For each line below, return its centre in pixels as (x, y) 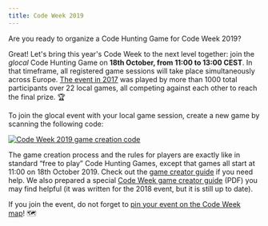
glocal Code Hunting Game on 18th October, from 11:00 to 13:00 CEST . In (130, 62)
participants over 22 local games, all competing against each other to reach (133, 88)
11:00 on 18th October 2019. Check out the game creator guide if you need (131, 172)
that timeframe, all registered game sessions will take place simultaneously (132, 71)
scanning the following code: (56, 124)
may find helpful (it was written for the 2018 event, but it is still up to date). (131, 188)
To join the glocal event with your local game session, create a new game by (134, 115)
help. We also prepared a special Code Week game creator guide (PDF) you (133, 180)
